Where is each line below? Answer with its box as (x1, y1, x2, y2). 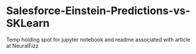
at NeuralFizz (6, 42, 39, 49)
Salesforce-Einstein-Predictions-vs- (6, 4, 191, 18)
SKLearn (6, 16, 50, 30)
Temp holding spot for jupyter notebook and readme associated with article (6, 36, 191, 43)
